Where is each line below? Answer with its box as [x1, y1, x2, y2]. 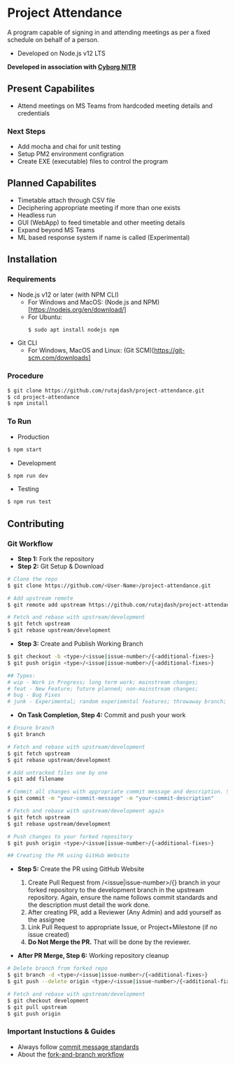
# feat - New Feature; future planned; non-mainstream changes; [7, 685, 199, 692]
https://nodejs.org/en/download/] [30, 305, 127, 313]
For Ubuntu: [27, 313, 63, 321]
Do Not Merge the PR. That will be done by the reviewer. [27, 938, 191, 946]
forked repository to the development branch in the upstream [27, 886, 204, 894]
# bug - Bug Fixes [7, 691, 61, 699]
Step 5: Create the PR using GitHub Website [17, 865, 145, 873]
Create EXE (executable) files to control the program [17, 157, 169, 166]
